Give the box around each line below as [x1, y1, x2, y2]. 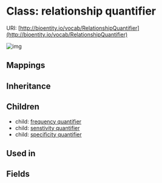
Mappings [6, 60, 46, 71]
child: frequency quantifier [15, 117, 82, 125]
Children [6, 102, 39, 112]
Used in [6, 148, 36, 159]
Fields [6, 169, 30, 179]
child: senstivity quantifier [15, 124, 80, 131]
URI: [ [6, 24, 21, 32]
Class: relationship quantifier [6, 4, 157, 18]
